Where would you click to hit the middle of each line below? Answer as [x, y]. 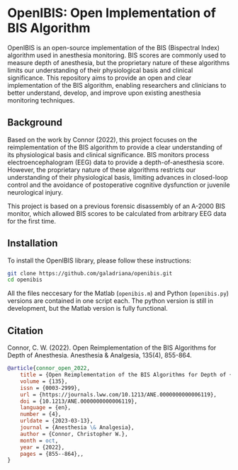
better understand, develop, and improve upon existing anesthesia [104, 93]
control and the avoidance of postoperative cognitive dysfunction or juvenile [119, 185]
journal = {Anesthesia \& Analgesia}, [77, 428]
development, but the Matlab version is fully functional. [87, 309]
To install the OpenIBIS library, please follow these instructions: [99, 260]
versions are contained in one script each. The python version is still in [110, 301]
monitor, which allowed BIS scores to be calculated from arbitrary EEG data [117, 213]
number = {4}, [41, 414]
